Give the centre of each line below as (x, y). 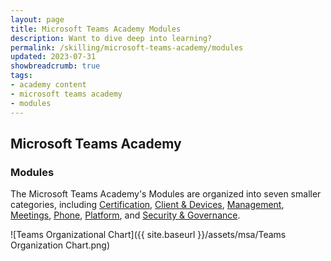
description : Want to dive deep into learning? (111, 38)
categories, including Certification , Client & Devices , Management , (147, 205)
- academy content (48, 85)
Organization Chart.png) (60, 245)
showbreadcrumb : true (55, 66)
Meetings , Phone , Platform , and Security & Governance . (125, 215)
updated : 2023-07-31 (53, 57)
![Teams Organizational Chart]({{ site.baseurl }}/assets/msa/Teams (148, 235)
